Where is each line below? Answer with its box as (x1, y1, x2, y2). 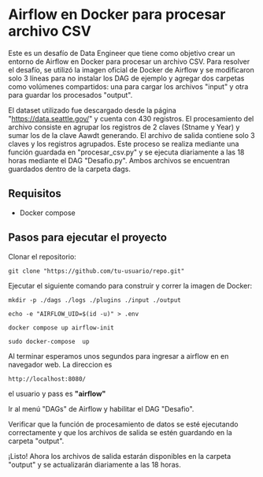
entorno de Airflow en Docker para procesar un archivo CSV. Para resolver (8, 57, 250, 66)
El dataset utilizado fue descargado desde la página (8, 105, 177, 115)
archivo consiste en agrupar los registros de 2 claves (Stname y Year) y (8, 122, 240, 132)
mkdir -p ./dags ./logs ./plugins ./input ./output (8, 296, 181, 304)
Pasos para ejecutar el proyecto (8, 231, 168, 244)
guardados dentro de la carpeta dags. (8, 164, 131, 173)
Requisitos (8, 187, 61, 200)
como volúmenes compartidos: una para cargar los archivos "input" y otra (8, 81, 249, 91)
